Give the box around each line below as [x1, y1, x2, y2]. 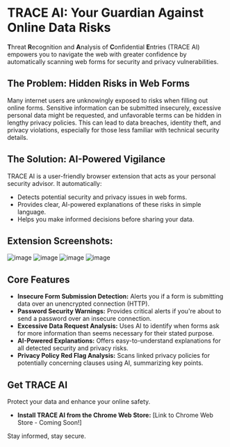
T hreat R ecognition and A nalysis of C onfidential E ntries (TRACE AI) [7, 42, 200, 51]
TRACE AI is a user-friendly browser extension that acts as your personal [7, 172, 216, 180]
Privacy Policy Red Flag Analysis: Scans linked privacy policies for [17, 352, 211, 360]
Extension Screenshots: [7, 235, 113, 246]
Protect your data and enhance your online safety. [7, 398, 151, 405]
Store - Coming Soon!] [17, 418, 82, 426]
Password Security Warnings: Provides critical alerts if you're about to [17, 307, 222, 315]
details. [7, 133, 28, 141]
